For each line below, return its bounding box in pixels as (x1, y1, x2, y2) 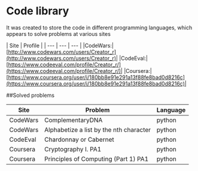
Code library (6, 4, 69, 18)
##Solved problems (6, 91, 55, 99)
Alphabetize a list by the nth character (44, 126, 151, 134)
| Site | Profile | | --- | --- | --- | (6, 42, 82, 49)
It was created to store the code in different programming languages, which (6, 24, 193, 31)
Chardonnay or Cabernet (44, 135, 115, 143)
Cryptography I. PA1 (44, 145, 102, 153)
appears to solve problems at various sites (6, 30, 111, 37)
